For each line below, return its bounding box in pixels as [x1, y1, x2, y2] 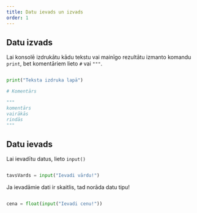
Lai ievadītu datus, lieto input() [6, 155, 86, 163]
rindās [6, 116, 23, 122]
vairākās [6, 111, 29, 117]
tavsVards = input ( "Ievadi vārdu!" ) [6, 173, 100, 179]
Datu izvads [6, 37, 53, 48]
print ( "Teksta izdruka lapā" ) [6, 77, 84, 83]
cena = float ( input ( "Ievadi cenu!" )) [6, 201, 103, 207]
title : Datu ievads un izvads [6, 9, 84, 15]
